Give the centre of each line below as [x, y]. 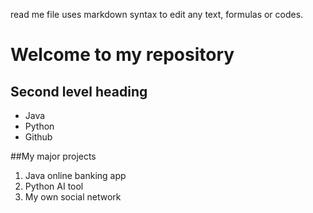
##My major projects [53, 156]
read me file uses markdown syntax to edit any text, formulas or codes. [157, 14]
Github [38, 137]
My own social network [73, 197]
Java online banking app [75, 175]
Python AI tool [54, 186]
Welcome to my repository [122, 55]
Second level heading [79, 91]
